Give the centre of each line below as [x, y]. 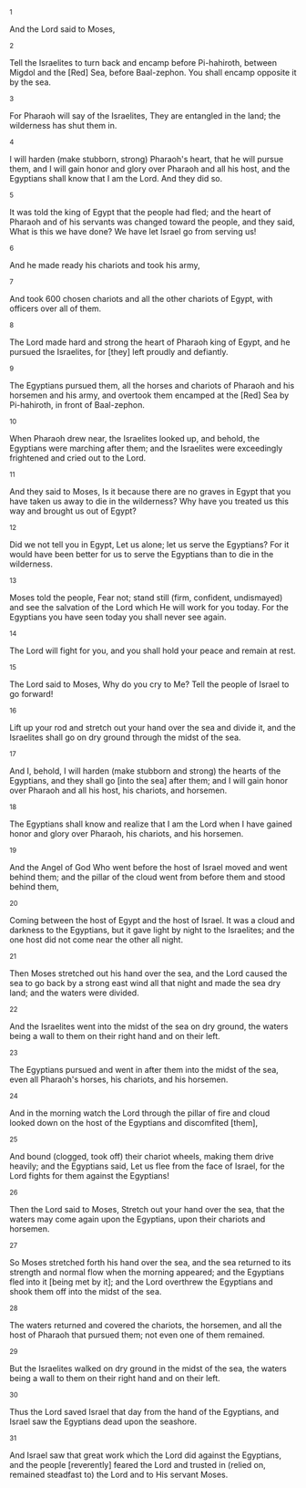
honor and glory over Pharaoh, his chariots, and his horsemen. [127, 833]
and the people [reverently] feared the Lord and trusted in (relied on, [138, 1465]
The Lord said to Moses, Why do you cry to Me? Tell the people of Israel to [149, 684]
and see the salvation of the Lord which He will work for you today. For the [149, 607]
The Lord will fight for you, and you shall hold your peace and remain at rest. [153, 650]
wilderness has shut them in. [63, 125]
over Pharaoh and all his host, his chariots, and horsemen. [118, 790]
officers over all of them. [56, 308]
